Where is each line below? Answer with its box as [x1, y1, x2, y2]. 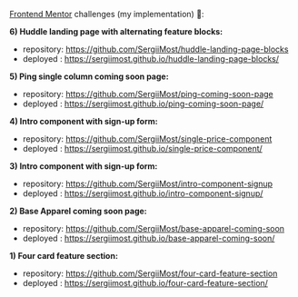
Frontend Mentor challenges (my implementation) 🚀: [9, 9, 204, 19]
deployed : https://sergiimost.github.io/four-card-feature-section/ [22, 278, 268, 288]
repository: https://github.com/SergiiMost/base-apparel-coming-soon [22, 223, 284, 233]
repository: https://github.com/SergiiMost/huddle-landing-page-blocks [22, 44, 289, 54]
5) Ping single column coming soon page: [9, 71, 170, 82]
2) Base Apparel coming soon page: [9, 205, 147, 216]
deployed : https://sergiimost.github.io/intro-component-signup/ [22, 188, 263, 199]
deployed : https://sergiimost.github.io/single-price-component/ [22, 144, 263, 153]
